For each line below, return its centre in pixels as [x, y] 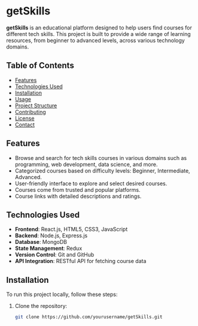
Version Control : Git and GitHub [54, 255]
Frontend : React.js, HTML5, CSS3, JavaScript [71, 230]
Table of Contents [40, 66]
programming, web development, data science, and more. [86, 164]
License [25, 118]
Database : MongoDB [41, 242]
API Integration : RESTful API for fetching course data [80, 261]
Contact [25, 125]
